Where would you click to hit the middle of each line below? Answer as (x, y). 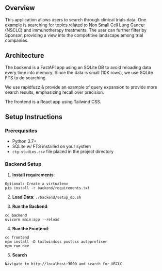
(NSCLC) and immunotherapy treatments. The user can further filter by (76, 30)
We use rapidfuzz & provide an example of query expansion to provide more (81, 87)
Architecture (25, 56)
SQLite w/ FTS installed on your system (51, 146)
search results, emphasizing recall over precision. (55, 92)
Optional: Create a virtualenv (37, 184)
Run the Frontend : (31, 228)
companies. (17, 40)
